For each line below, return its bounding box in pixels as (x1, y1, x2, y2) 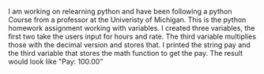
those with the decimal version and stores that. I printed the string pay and (8, 40, 251, 50)
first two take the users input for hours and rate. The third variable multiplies (8, 31, 257, 41)
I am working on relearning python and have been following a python (8, 7, 232, 16)
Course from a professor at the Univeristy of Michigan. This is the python (8, 15, 247, 24)
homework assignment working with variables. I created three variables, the (8, 24, 255, 32)
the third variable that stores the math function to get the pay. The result (8, 49, 243, 57)
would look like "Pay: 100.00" (8, 57, 104, 66)
